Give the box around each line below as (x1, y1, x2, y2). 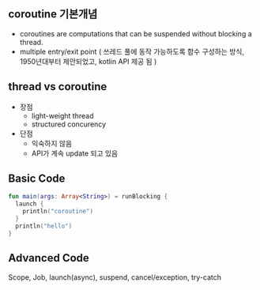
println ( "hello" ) (15, 222, 73, 230)
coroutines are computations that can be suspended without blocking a (19, 28, 253, 38)
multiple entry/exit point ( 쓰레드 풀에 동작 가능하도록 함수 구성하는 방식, (19, 47, 245, 56)
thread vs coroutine (8, 80, 107, 93)
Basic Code (8, 172, 66, 186)
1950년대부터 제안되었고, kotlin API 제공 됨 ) (19, 56, 157, 66)
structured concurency (31, 119, 107, 129)
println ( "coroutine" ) (22, 208, 93, 216)
